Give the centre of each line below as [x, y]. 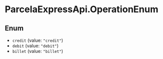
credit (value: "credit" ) [38, 40]
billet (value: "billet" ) [38, 51]
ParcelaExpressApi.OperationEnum [81, 9]
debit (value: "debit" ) [35, 46]
